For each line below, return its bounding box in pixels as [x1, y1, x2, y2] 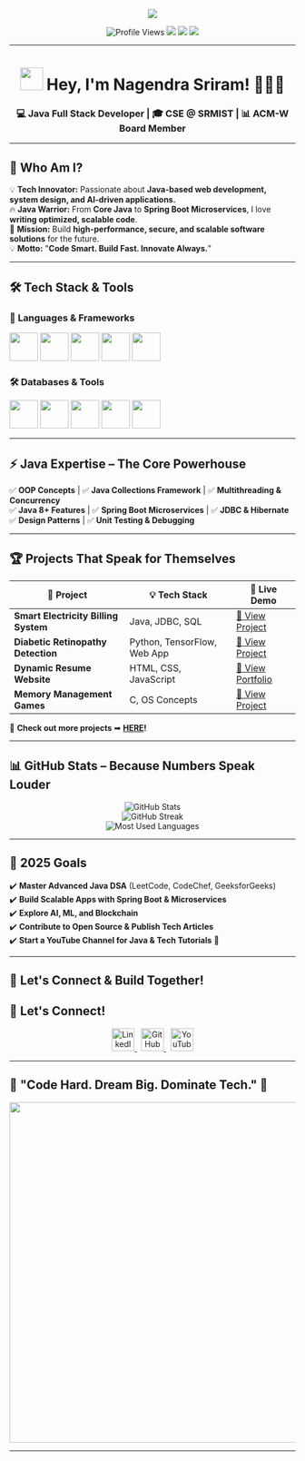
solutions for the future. [9, 233, 100, 244]
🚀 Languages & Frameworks [9, 311, 135, 324]
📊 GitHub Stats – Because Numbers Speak [9, 758, 256, 774]
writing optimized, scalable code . [9, 214, 138, 225]
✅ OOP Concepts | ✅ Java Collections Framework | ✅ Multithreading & [9, 485, 281, 496]
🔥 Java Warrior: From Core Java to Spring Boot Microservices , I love [9, 204, 271, 215]
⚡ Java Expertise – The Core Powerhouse [9, 456, 247, 471]
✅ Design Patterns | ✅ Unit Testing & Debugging [9, 515, 195, 526]
